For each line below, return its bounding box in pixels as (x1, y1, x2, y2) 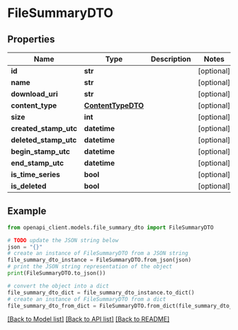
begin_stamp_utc (11, 147, 71, 157)
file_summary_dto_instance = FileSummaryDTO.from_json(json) (7, 256, 192, 263)
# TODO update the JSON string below (7, 237, 119, 244)
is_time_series (11, 170, 60, 179)
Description (150, 55, 191, 64)
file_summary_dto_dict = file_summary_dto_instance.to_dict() (7, 289, 195, 296)
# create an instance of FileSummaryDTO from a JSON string (7, 250, 189, 257)
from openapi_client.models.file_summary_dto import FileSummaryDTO (7, 224, 214, 231)
